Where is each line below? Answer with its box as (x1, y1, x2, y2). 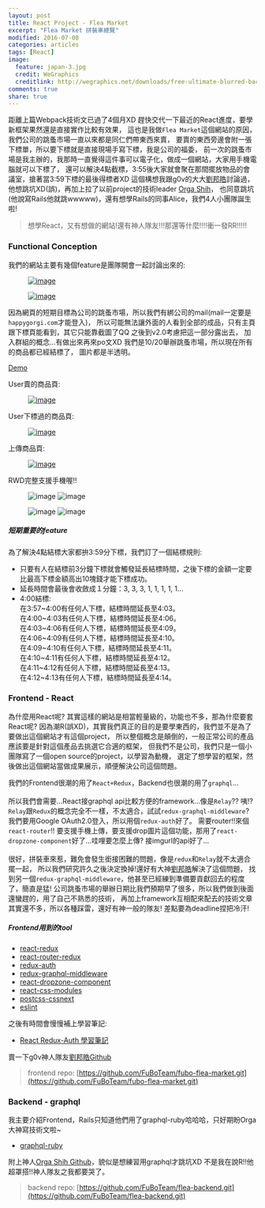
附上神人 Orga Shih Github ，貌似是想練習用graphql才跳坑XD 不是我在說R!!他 (8, 1157, 254, 1167)
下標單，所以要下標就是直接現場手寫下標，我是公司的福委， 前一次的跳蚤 (8, 145, 245, 154)
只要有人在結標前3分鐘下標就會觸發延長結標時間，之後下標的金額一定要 (19, 564, 252, 573)
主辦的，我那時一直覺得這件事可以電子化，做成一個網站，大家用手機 (28, 155, 250, 164)
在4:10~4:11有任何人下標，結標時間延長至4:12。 (19, 653, 175, 663)
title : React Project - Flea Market (8, 19, 129, 27)
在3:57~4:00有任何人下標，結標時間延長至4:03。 (19, 603, 180, 613)
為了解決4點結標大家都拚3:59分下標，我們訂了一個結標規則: (8, 547, 203, 557)
